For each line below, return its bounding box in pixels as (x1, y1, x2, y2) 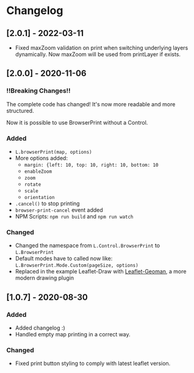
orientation (24, 194, 55, 200)
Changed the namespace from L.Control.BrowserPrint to (15, 242, 160, 249)
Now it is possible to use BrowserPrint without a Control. (6, 118, 148, 126)
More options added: (15, 154, 68, 162)
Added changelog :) (15, 324, 65, 331)
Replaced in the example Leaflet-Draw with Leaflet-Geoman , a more (15, 268, 187, 275)
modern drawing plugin (15, 274, 74, 281)
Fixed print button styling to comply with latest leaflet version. (15, 360, 171, 367)
